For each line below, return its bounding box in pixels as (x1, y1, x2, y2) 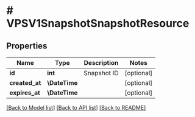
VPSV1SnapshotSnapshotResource (6, 16, 190, 30)
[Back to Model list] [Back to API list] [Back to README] (6, 104, 146, 111)
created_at (9, 79, 41, 87)
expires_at (9, 89, 41, 97)
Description (83, 59, 119, 67)
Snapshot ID (83, 69, 119, 77)
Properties (6, 41, 48, 51)
